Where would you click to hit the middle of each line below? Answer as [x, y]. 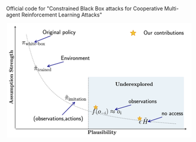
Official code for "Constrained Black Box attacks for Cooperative [85, 9]
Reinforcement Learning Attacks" [62, 15]
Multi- [171, 9]
